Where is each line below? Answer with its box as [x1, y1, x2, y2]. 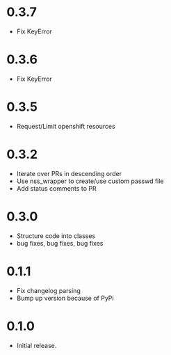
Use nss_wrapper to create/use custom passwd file [16, 177, 164, 185]
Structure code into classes [16, 231, 95, 240]
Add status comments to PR [16, 184, 97, 192]
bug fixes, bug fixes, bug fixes [16, 239, 104, 247]
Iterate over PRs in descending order [16, 169, 122, 177]
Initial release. [16, 341, 57, 349]
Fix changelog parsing [16, 286, 81, 294]
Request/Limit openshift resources [16, 122, 115, 130]
